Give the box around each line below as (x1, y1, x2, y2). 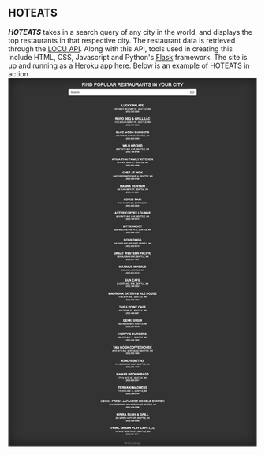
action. (8, 69, 31, 78)
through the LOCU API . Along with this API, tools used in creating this (8, 43, 233, 54)
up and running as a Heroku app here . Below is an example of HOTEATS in (8, 61, 250, 70)
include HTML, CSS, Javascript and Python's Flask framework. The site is (8, 52, 248, 62)
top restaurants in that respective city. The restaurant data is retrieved (8, 35, 236, 45)
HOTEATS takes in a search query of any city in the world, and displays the (8, 27, 252, 36)
